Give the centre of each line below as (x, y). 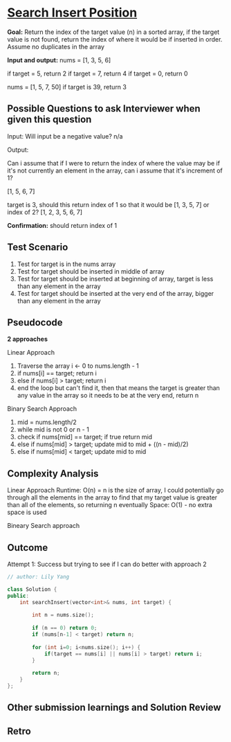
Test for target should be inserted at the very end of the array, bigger (115, 293)
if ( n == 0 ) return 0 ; (65, 628)
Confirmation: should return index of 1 (62, 225)
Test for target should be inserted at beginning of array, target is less (115, 279)
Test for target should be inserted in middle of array (91, 271)
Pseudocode (35, 323)
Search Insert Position (72, 13)
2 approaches (28, 339)
